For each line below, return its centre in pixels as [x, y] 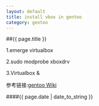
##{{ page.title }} [26, 39]
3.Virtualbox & [23, 73]
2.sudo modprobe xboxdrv [38, 61]
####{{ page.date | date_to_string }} [49, 97]
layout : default [26, 11]
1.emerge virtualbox [30, 50]
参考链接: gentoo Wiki [31, 85]
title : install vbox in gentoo [44, 17]
